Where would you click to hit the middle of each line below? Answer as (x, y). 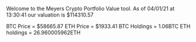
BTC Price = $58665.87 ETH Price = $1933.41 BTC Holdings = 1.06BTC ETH (98, 26)
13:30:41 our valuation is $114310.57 (50, 15)
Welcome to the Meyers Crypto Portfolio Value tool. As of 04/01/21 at (90, 9)
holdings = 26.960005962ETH (44, 33)
